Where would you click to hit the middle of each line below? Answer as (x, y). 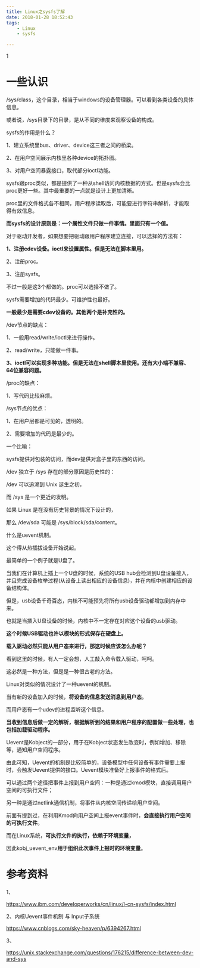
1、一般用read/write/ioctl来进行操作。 (52, 338)
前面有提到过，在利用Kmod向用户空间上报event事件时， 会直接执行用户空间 (99, 815)
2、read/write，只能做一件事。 (44, 350)
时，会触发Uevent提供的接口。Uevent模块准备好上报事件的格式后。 (89, 770)
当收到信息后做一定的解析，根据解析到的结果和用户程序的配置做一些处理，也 (100, 722)
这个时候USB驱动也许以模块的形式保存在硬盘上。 (66, 633)
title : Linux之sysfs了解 (36, 12)
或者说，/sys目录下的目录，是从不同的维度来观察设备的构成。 (82, 120)
